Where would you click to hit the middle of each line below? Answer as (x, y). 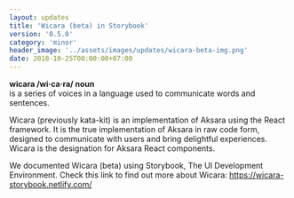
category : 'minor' (43, 42)
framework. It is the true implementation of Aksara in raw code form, (135, 129)
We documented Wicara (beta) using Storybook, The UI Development (136, 166)
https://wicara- (257, 175)
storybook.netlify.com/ (51, 184)
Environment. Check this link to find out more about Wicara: (119, 175)
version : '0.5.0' (41, 34)
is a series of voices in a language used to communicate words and (132, 93)
